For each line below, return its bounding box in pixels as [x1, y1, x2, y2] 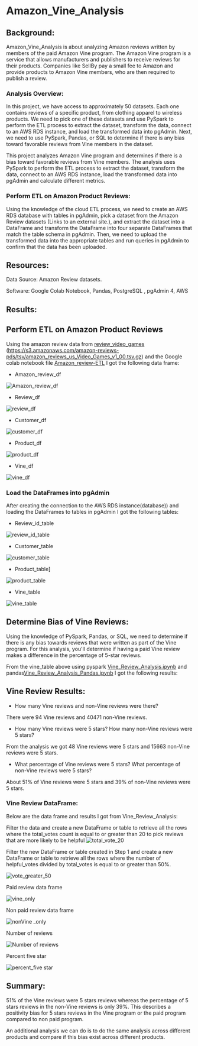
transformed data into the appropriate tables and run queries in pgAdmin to [6, 237, 189, 244]
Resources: [6, 260, 49, 270]
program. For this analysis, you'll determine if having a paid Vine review [6, 645, 180, 652]
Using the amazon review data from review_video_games [6, 340, 145, 347]
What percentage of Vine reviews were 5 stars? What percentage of [14, 760, 181, 768]
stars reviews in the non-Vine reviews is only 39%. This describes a [6, 1003, 171, 1010]
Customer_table [14, 542, 54, 549]
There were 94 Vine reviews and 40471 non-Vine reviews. [6, 714, 148, 721]
